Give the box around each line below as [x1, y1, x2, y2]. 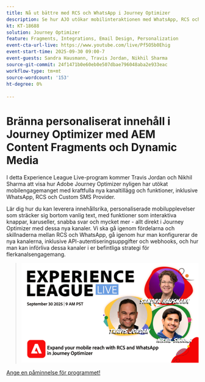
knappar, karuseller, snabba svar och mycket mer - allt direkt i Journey [6, 218, 184, 226]
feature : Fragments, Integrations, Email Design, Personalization [6, 36, 179, 42]
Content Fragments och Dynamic [6, 141, 178, 154]
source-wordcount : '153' [6, 74, 70, 81]
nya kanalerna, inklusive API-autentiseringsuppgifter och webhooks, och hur [6, 238, 199, 245]
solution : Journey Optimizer [6, 29, 81, 36]
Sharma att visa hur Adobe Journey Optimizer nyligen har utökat [6, 181, 168, 188]
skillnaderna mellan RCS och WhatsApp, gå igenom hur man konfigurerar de [6, 231, 198, 239]
